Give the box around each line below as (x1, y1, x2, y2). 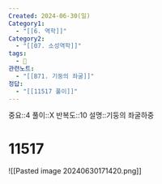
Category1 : (8, 19, 45, 28)
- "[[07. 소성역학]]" (15, 42, 83, 50)
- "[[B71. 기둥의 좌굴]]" (15, 72, 95, 80)
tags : (8, 49, 27, 58)
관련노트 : (8, 65, 35, 73)
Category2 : (8, 34, 45, 43)
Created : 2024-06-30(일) (8, 11, 91, 20)
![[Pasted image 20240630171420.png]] (8, 166, 142, 176)
